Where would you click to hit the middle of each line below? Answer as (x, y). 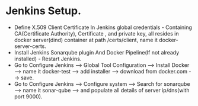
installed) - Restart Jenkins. (48, 59)
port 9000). (28, 97)
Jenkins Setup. (43, 11)
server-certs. (30, 46)
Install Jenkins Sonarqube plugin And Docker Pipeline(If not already (97, 52)
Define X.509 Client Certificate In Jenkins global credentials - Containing (103, 27)
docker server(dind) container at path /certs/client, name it (86, 40)
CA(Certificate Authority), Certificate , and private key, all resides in (96, 33)
